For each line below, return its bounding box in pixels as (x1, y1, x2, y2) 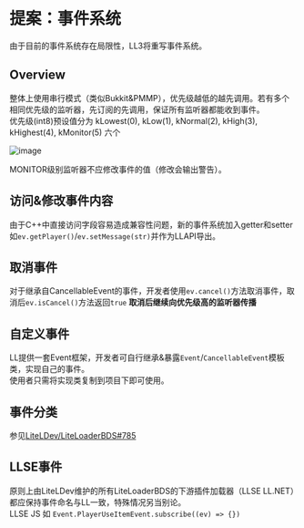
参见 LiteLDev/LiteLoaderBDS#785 (9, 430, 137, 440)
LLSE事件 (9, 460, 63, 475)
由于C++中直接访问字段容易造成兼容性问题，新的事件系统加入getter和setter (9, 219, 293, 230)
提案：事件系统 (9, 8, 122, 29)
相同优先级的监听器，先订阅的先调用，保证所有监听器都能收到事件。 (9, 104, 265, 115)
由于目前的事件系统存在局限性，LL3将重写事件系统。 (9, 40, 208, 51)
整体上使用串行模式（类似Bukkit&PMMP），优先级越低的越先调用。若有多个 (9, 92, 289, 103)
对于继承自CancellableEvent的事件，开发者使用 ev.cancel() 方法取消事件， (9, 285, 288, 296)
